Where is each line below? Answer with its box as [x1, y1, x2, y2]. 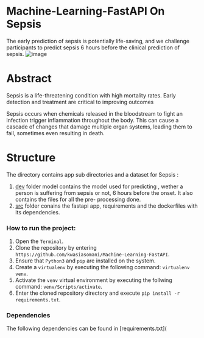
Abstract [6, 72, 52, 86]
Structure [6, 151, 56, 165]
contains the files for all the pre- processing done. [15, 195, 141, 203]
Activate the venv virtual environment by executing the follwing [15, 276, 172, 284]
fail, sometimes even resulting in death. [6, 129, 105, 136]
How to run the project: [6, 224, 76, 232]
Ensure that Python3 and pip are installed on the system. [15, 257, 156, 264]
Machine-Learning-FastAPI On [6, 4, 165, 18]
